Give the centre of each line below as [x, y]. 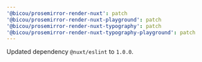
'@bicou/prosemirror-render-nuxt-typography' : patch [84, 26]
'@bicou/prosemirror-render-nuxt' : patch [67, 13]
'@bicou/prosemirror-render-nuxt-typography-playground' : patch [101, 32]
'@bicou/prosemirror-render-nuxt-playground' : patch [84, 20]
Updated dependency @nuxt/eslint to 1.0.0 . [70, 52]
